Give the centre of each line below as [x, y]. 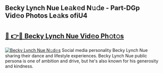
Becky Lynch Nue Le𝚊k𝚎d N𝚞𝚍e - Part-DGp [72, 8]
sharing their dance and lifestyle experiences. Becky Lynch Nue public [76, 56]
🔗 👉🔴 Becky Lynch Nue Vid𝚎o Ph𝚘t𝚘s [64, 36]
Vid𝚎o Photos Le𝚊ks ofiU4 [46, 16]
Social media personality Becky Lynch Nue [105, 50]
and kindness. [19, 66]
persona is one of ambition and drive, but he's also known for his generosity [82, 61]
